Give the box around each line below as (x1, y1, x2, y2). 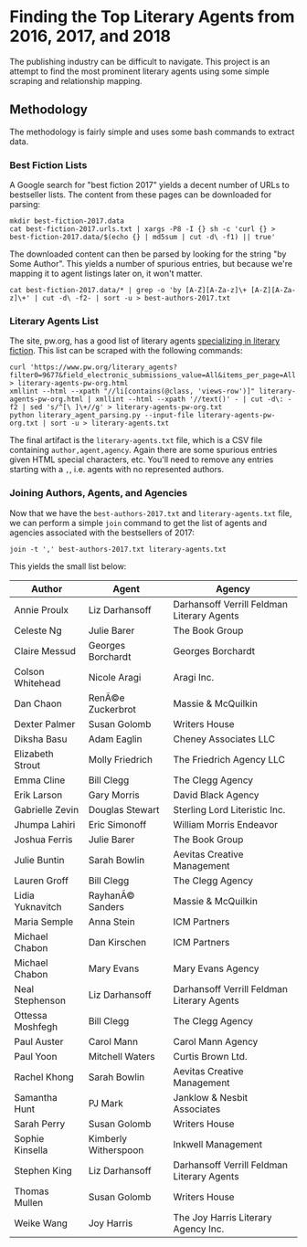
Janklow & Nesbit (173, 1091, 249, 1104)
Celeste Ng (14, 624, 62, 637)
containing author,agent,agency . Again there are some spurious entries (9, 445, 278, 456)
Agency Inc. (173, 1222, 225, 1235)
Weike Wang (14, 1217, 69, 1230)
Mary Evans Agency (173, 962, 259, 975)
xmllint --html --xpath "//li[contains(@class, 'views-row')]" (9, 386, 256, 396)
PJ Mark (88, 1096, 123, 1109)
